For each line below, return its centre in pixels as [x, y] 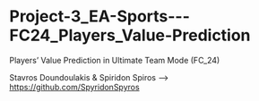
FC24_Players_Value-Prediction [130, 35]
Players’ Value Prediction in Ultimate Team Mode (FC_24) [115, 60]
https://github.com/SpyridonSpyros [75, 87]
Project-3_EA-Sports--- [100, 17]
